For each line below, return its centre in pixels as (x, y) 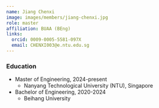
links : (14, 34)
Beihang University (47, 98)
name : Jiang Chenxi (30, 12)
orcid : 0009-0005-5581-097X (47, 40)
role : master (22, 23)
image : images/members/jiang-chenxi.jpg (57, 17)
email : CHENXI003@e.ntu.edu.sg (51, 46)
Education (22, 66)
